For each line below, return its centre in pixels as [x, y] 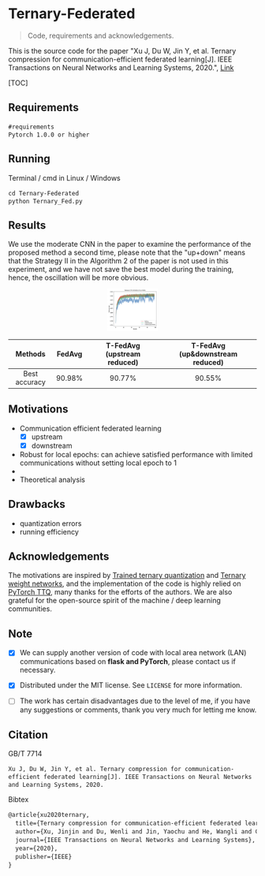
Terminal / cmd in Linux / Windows [64, 177]
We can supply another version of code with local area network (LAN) [133, 653]
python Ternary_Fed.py [45, 201]
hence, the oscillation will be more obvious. [78, 278]
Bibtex [19, 800]
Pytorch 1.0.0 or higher [49, 135]
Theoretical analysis [52, 479]
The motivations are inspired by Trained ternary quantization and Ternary [127, 576]
